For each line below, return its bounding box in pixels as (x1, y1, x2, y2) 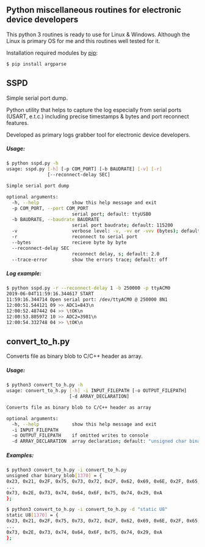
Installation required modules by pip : (6, 49, 98, 56)
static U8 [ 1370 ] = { (6, 512, 59, 518)
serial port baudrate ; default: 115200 (71, 222, 173, 228)
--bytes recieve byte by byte (12, 239, 127, 246)
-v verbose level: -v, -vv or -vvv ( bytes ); (12, 228, 179, 235)
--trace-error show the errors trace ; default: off (12, 257, 168, 263)
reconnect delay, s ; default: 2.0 (71, 251, 160, 257)
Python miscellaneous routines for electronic (6, 5, 182, 15)
